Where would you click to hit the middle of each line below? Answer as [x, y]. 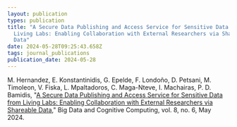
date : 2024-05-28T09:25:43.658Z [55, 47]
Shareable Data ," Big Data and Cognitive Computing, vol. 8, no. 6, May [109, 109]
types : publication [36, 20]
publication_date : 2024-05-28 [52, 60]
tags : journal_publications [49, 54]
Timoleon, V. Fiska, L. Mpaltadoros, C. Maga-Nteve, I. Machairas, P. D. [109, 87]
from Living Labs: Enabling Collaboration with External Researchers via [110, 102]
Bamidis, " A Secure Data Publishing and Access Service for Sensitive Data [115, 95]
